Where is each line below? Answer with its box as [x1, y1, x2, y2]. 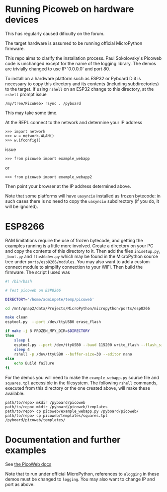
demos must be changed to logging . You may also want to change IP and [5, 476, 155, 482]
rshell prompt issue [5, 91, 47, 97]
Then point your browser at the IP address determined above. [5, 183, 131, 189]
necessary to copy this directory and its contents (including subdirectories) [5, 81, 159, 87]
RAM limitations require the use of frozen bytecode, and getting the [5, 237, 143, 243]
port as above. [5, 481, 35, 487]
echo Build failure [14, 361, 55, 366]
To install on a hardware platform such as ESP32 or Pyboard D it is [5, 75, 141, 81]
